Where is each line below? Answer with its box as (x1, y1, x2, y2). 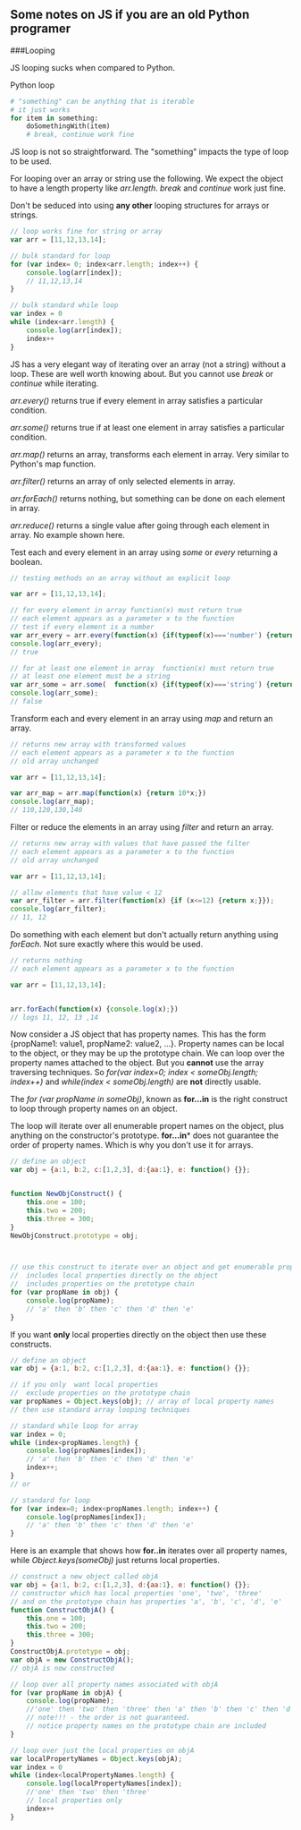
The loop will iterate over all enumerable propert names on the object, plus (10, 1121, 285, 1132)
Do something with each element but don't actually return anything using (10, 929, 279, 940)
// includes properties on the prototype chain (10, 1279, 195, 1288)
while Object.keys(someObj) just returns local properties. (10, 1555, 220, 1566)
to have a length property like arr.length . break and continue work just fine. (10, 183, 287, 193)
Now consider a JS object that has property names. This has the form (10, 1029, 267, 1039)
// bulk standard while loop (10, 301, 119, 310)
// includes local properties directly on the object (10, 1271, 219, 1280)
